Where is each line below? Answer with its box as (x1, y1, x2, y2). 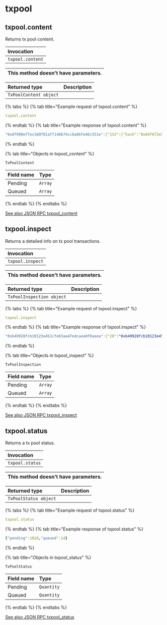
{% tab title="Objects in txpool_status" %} (5, 554, 91, 560)
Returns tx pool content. (5, 36, 55, 42)
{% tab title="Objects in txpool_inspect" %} (5, 353, 94, 359)
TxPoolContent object (7, 92, 59, 97)
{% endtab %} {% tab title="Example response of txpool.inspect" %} (5, 324, 146, 330)
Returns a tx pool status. (5, 440, 55, 446)
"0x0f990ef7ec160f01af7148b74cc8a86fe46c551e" (5, 132, 103, 137)
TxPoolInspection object (7, 294, 67, 300)
